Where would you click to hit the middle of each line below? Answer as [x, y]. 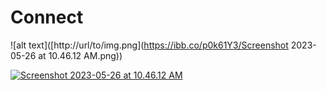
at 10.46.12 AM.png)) [80, 55]
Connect [47, 17]
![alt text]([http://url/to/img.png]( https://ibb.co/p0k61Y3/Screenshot [149, 45]
